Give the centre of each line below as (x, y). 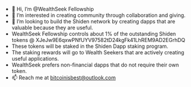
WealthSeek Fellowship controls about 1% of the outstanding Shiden (94, 34)
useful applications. (35, 59)
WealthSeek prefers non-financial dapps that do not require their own (95, 65)
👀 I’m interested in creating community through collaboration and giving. (98, 15)
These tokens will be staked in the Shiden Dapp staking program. (90, 46)
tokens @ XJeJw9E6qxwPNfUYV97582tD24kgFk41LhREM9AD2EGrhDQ (98, 40)
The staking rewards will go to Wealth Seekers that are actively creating (98, 52)
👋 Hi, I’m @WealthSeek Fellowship (53, 9)
